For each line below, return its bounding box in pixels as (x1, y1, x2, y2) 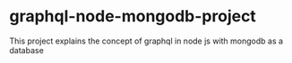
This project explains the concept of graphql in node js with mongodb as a (9, 35, 284, 46)
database (9, 44, 45, 55)
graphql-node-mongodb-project (9, 6, 257, 27)
